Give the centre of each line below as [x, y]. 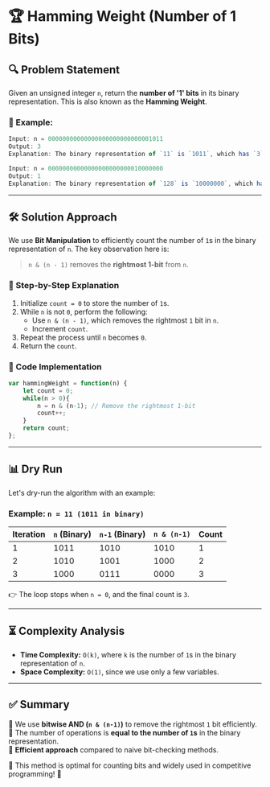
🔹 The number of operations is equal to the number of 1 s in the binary [125, 732]
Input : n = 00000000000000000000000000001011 [86, 139]
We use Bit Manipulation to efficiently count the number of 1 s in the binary [132, 241]
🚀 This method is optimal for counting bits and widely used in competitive [130, 765]
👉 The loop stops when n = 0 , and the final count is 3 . [99, 595]
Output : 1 [25, 176]
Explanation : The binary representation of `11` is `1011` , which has [129, 155]
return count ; [46, 428]
